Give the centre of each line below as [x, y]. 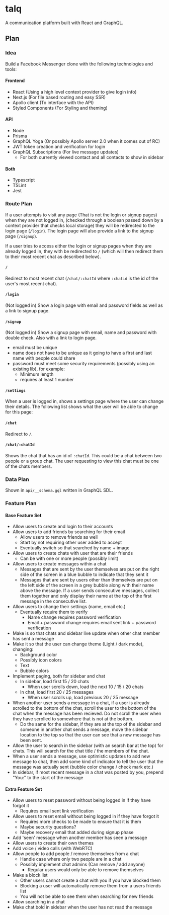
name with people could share [44, 358]
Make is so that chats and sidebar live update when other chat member [86, 633]
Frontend [15, 80]
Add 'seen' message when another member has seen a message [80, 838]
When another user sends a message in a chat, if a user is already [81, 703]
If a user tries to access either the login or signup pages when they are [78, 246]
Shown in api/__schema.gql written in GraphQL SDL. [59, 490]
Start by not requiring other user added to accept [71, 543]
